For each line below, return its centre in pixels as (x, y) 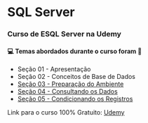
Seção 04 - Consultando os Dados (67, 92)
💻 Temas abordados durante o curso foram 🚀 (75, 51)
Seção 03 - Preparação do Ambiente (70, 84)
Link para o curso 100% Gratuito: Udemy (66, 113)
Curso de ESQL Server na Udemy (64, 34)
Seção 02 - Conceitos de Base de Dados (76, 77)
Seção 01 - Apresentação (54, 69)
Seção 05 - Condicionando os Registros (75, 99)
